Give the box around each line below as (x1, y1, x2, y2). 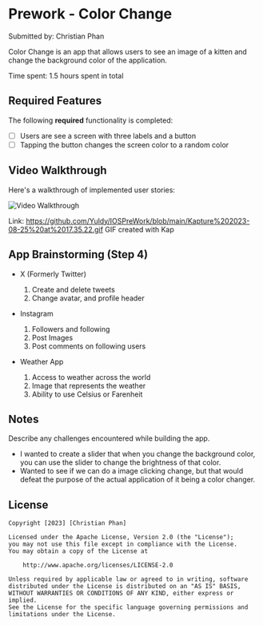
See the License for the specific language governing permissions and (8, 603, 249, 611)
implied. (8, 596, 38, 605)
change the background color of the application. (8, 55, 168, 65)
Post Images (31, 333, 74, 342)
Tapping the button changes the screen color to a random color (19, 139, 229, 149)
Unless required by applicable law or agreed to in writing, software (8, 575, 249, 583)
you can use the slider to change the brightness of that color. (19, 458, 221, 467)
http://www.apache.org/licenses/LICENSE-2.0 (22, 562, 173, 570)
